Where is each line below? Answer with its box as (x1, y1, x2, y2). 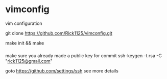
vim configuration (5, 20, 42, 26)
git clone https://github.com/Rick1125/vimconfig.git (5, 30, 112, 36)
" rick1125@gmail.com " (5, 58, 53, 64)
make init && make (5, 39, 44, 46)
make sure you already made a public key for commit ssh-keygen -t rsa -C (5, 53, 162, 59)
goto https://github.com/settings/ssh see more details (5, 68, 118, 74)
